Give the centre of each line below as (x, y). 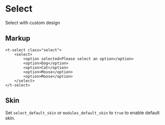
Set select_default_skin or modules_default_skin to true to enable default (82, 112)
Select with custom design (33, 23)
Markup (18, 38)
